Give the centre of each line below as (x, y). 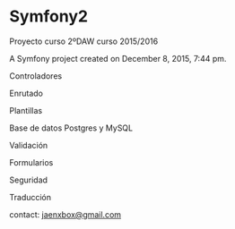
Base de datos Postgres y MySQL (71, 128)
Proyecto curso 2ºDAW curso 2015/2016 (84, 41)
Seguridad (28, 180)
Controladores (36, 76)
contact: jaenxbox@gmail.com (65, 214)
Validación (29, 145)
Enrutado (26, 93)
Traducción (30, 197)
